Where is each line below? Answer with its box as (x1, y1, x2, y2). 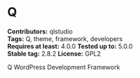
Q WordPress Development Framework (7, 63, 120, 71)
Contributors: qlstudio (7, 27, 73, 36)
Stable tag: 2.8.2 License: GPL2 (7, 49, 101, 58)
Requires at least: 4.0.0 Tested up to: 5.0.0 (7, 42, 133, 50)
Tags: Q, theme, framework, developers (7, 34, 123, 42)
